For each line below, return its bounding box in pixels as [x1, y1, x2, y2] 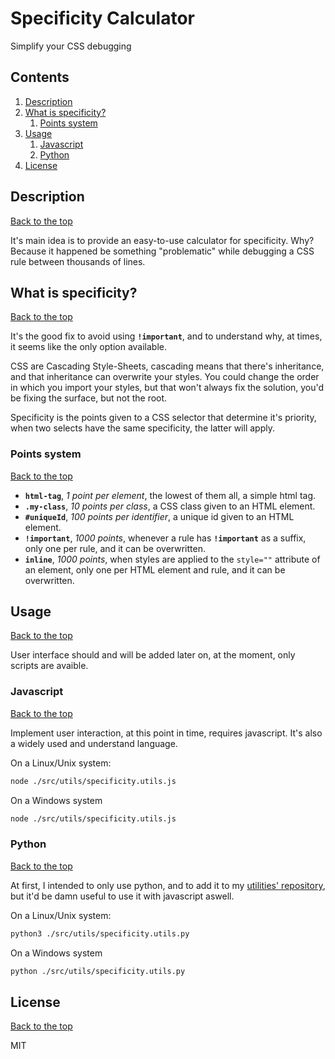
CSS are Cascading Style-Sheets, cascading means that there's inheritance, [10, 360, 325, 372]
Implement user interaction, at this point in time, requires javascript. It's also [10, 727, 323, 739]
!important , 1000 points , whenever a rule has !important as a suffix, [24, 532, 307, 544]
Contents [10, 69, 70, 86]
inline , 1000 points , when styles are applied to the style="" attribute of [24, 553, 321, 565]
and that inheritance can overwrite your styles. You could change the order [10, 371, 320, 383]
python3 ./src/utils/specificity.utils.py [10, 928, 190, 939]
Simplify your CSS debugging [10, 40, 132, 52]
